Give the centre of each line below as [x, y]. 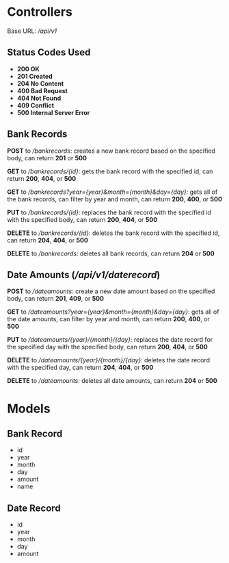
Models [29, 409]
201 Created [35, 76]
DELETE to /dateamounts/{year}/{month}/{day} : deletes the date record [109, 360]
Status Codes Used [49, 52]
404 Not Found [39, 98]
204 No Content [40, 84]
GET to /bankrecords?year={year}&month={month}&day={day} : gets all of [112, 192]
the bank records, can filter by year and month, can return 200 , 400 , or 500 [114, 199]
